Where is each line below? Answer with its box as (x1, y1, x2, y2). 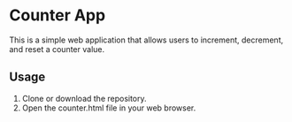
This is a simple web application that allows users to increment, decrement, (9, 34, 284, 45)
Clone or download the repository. (21, 93, 148, 103)
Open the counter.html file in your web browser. (21, 103, 196, 113)
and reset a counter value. (9, 43, 104, 54)
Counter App (9, 5, 106, 26)
